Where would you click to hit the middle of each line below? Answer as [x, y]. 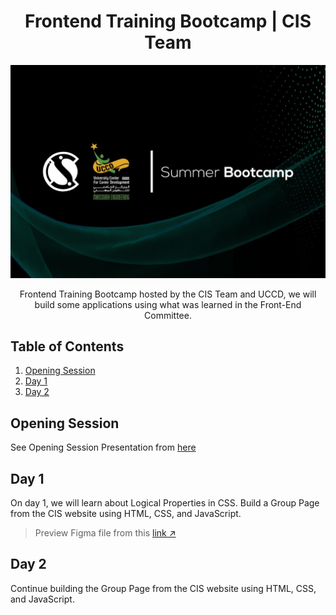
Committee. [168, 315]
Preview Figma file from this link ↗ [105, 532]
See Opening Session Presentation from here [103, 447]
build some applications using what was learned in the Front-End [168, 304]
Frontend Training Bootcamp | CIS [168, 21]
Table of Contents [67, 346]
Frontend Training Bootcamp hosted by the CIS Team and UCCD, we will [168, 294]
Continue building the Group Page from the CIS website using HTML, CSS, [163, 588]
